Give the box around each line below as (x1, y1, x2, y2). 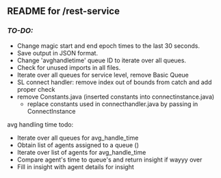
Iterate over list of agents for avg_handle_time (16, 148, 146, 156)
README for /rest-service (7, 5, 120, 17)
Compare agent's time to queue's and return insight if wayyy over (16, 155, 203, 164)
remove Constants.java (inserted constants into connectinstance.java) (16, 92, 215, 101)
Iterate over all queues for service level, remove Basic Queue (16, 71, 190, 79)
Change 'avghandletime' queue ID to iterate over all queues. (16, 56, 187, 64)
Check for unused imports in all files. (16, 63, 121, 71)
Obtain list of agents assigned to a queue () (16, 140, 139, 149)
